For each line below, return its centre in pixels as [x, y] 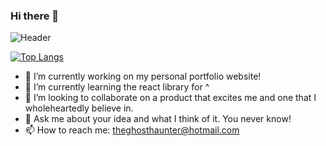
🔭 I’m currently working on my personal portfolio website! [143, 76]
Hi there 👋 [35, 16]
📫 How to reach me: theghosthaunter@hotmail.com [132, 130]
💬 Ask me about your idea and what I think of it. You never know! [158, 119]
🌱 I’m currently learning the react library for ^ [117, 87]
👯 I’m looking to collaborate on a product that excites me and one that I [170, 98]
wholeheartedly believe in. [79, 108]
